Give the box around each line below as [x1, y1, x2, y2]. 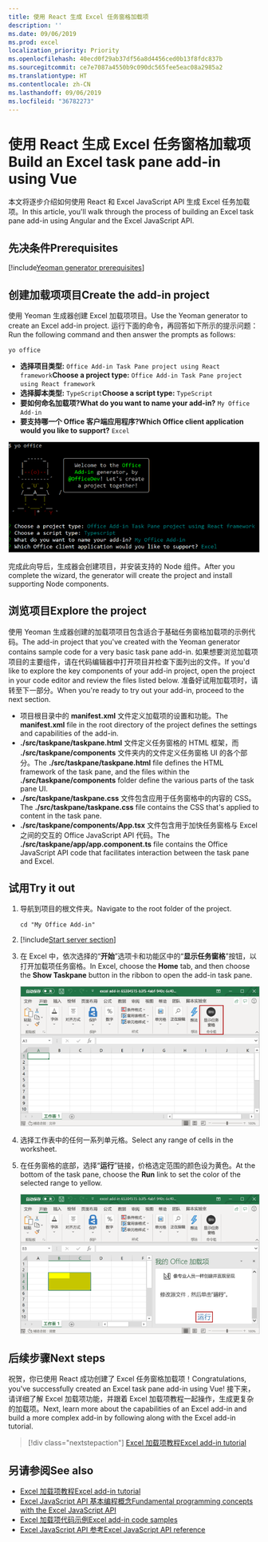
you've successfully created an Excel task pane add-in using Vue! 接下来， [8, 1384, 255, 1394]
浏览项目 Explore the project [8, 604, 147, 618]
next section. [8, 694, 51, 703]
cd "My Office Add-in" [19, 921, 96, 929]
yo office [8, 346, 41, 354]
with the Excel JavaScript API [19, 1505, 117, 1515]
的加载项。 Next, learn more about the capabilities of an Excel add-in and [8, 1404, 247, 1414]
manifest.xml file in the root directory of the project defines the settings [19, 719, 258, 729]
